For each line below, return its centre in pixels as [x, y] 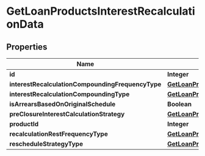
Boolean [180, 104]
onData [25, 24]
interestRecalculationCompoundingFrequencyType [85, 84]
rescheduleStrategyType [46, 144]
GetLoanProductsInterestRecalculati [101, 11]
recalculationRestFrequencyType [59, 134]
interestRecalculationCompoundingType [70, 94]
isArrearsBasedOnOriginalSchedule [63, 104]
